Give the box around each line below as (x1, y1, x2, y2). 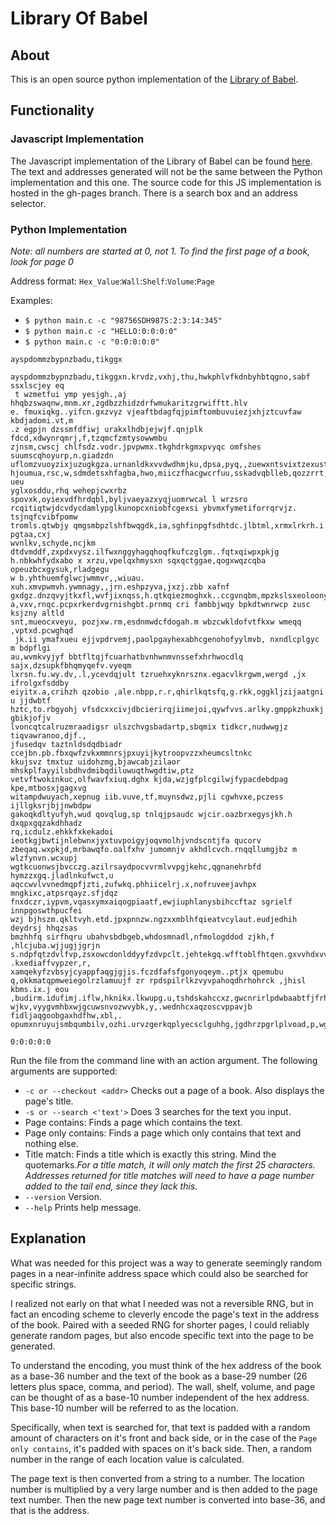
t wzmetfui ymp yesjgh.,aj (14, 389, 128, 399)
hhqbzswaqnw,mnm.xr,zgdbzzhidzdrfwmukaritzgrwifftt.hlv (10, 398, 248, 408)
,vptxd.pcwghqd (10, 625, 74, 636)
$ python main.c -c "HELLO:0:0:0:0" (24, 326, 178, 336)
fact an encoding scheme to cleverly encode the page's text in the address (10, 1308, 320, 1320)
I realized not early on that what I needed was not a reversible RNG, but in (10, 1297, 314, 1309)
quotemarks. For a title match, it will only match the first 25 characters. (24, 1158, 316, 1171)
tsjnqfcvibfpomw (10, 512, 78, 522)
